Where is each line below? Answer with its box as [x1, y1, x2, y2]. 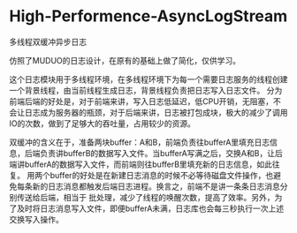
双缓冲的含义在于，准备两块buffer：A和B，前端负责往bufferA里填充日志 [9, 137, 270, 147]
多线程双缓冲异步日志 [9, 36, 87, 47]
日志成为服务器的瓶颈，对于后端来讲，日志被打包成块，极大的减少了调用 [24, 107, 288, 117]
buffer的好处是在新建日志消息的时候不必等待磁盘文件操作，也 [49, 169, 274, 180]
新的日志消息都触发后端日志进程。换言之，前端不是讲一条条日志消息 [32, 181, 280, 192]
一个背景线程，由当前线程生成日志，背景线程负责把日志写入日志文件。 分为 [9, 85, 283, 95]
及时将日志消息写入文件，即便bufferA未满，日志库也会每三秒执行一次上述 [16, 203, 285, 214]
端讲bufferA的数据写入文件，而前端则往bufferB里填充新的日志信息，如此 [9, 159, 272, 169]
